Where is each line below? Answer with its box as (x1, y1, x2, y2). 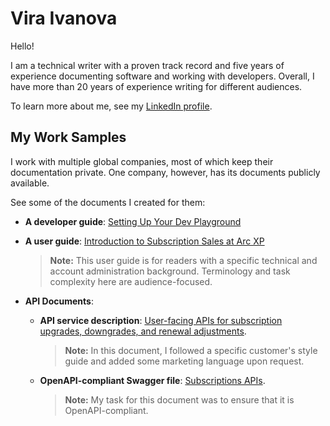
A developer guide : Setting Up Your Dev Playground (24, 215, 242, 227)
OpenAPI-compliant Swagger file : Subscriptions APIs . (39, 374, 266, 386)
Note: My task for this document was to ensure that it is (64, 393, 295, 406)
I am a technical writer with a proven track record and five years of (10, 59, 285, 71)
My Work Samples (10, 129, 127, 146)
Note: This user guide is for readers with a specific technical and (49, 254, 318, 266)
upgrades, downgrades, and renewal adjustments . (39, 325, 247, 337)
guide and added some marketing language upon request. (64, 355, 305, 367)
